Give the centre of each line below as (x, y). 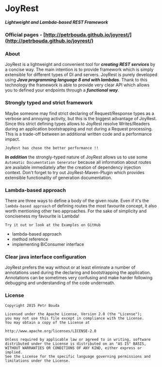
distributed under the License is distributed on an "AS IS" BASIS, (76, 344)
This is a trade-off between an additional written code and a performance (78, 134)
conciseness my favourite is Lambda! (42, 216)
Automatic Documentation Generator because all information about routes (78, 162)
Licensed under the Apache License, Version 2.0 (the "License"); (73, 314)
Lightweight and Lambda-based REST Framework (57, 22)
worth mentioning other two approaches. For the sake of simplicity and (76, 211)
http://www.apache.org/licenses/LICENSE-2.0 (51, 331)
